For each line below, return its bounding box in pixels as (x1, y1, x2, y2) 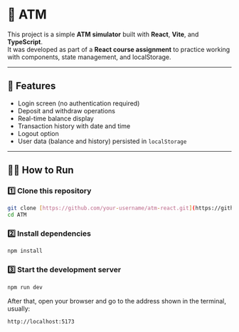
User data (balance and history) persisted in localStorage (17, 137, 187, 145)
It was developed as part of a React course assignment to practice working (7, 45, 230, 53)
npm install (7, 247, 43, 255)
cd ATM (7, 212, 27, 219)
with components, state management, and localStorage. (7, 53, 172, 61)
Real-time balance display (17, 114, 94, 123)
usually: (7, 304, 31, 313)
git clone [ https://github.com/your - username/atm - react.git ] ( (7, 204, 196, 212)
